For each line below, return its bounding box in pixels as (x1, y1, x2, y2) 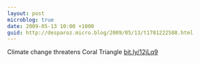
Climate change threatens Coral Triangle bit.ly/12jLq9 (7, 48, 158, 56)
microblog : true (7, 16, 54, 23)
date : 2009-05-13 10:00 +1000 (7, 23, 95, 29)
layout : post (7, 10, 45, 17)
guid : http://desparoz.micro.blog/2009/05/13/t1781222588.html (7, 29, 194, 36)
